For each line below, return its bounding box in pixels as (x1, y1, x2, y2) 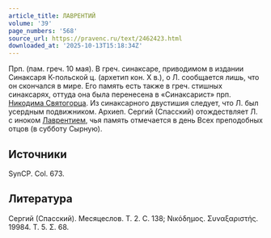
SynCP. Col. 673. (8, 169, 65, 178)
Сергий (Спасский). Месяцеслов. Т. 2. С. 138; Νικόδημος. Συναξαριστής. (8, 213, 259, 223)
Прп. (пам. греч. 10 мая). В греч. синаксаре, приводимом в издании (8, 64, 244, 73)
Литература (8, 192, 73, 206)
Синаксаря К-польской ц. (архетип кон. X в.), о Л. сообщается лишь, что (8, 73, 260, 82)
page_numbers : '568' (8, 27, 78, 35)
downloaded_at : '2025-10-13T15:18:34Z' (8, 42, 143, 50)
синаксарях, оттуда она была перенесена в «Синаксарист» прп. (8, 90, 232, 99)
